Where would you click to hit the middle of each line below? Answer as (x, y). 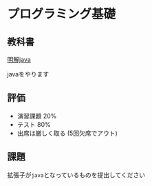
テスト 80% (34, 124)
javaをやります (28, 74)
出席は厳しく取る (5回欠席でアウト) (67, 133)
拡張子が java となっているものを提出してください (76, 175)
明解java (19, 60)
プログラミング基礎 (62, 14)
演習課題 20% (37, 116)
